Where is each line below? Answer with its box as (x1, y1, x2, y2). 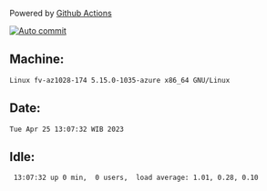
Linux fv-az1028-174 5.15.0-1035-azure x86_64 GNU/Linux (9, 75, 231, 85)
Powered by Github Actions (9, 8, 112, 18)
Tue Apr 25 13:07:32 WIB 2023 (9, 125, 125, 134)
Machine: (9, 52, 65, 67)
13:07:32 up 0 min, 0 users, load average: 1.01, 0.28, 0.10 (13, 173, 259, 183)
